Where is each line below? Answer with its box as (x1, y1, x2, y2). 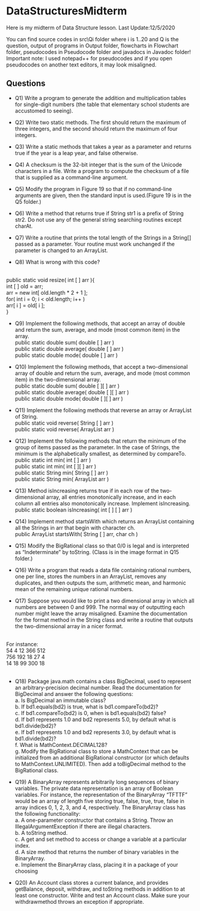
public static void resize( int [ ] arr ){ (6, 276, 95, 283)
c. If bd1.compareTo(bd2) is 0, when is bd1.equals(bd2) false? (14, 709, 167, 716)
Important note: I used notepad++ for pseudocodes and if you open (6, 55, 173, 62)
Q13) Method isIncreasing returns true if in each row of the (14, 487, 159, 494)
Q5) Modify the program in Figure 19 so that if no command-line (14, 185, 172, 192)
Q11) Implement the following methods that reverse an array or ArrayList (14, 406, 192, 414)
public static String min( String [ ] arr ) (14, 469, 109, 476)
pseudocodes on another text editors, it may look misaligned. (6, 61, 157, 68)
